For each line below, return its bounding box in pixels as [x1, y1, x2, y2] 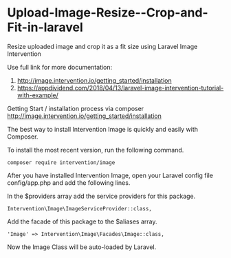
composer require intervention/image [7, 159, 115, 166]
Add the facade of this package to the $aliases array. [7, 217, 157, 226]
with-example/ [16, 91, 58, 99]
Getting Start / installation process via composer [7, 104, 144, 112]
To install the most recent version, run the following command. [7, 146, 184, 154]
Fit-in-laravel [7, 19, 84, 35]
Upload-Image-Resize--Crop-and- [7, 5, 208, 21]
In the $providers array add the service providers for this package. [7, 192, 196, 200]
